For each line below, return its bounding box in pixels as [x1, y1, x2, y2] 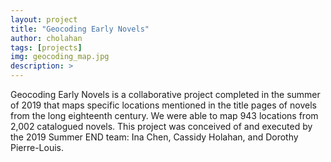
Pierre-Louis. [10, 142, 65, 153]
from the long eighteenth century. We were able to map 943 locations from [10, 110, 319, 121]
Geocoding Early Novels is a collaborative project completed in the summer [10, 89, 321, 100]
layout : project [10, 14, 78, 25]
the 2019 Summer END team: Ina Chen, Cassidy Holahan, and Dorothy [10, 131, 299, 143]
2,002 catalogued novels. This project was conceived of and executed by [10, 121, 313, 132]
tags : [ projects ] [10, 42, 83, 53]
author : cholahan [10, 33, 83, 43]
